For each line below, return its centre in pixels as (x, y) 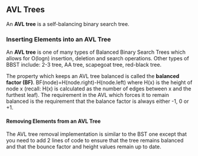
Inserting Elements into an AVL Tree (59, 39)
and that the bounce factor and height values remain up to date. (84, 147)
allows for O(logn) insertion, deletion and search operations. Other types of (98, 58)
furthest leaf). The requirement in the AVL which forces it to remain (88, 95)
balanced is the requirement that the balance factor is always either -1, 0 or (98, 101)
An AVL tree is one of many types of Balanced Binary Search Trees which (96, 52)
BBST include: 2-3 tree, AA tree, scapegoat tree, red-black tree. (84, 65)
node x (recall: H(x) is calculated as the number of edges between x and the (99, 89)
